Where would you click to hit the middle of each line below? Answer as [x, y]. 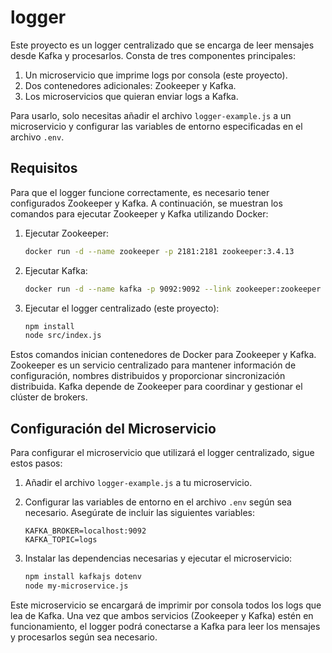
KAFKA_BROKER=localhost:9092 [85, 531]
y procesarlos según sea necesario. [84, 637]
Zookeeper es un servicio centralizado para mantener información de [153, 365]
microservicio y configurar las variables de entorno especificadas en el [156, 126]
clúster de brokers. [49, 397]
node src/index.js [63, 336]
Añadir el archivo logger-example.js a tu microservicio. [138, 483]
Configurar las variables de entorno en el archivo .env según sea [158, 502]
